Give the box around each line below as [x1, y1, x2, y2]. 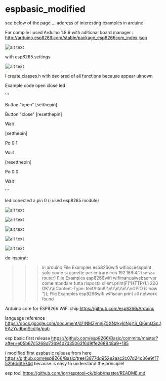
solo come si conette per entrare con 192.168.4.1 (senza [41, 269, 155, 275]
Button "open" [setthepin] [5, 101, 58, 107]
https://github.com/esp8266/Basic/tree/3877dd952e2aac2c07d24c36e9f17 [5, 355, 159, 361]
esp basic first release [5, 335, 50, 341]
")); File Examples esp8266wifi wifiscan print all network [41, 291, 157, 296]
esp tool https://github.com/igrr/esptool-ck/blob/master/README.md [5, 370, 146, 376]
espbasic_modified [5, 3, 85, 15]
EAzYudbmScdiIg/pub [5, 325, 50, 332]
